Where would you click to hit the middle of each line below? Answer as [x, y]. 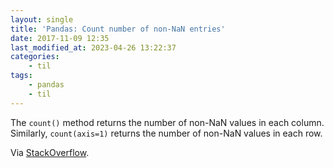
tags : [21, 76]
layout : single [42, 19]
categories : [35, 57]
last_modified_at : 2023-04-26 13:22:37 [93, 47]
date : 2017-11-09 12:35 [60, 38]
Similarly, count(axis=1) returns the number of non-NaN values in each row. [166, 133]
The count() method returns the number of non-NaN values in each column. [167, 122]
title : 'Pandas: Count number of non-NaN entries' [118, 29]
